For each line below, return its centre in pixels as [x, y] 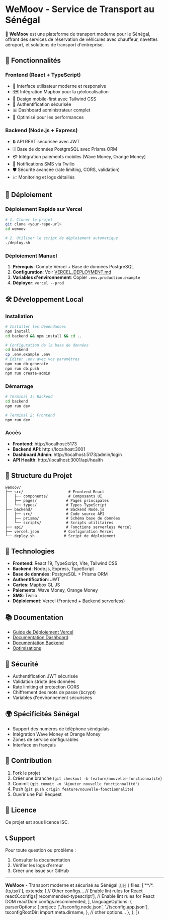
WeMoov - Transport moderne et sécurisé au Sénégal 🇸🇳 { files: [73, 885]
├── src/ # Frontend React [55, 492]
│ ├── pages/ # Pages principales [57, 500]
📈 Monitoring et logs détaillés [44, 177]
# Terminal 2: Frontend [30, 415]
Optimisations [27, 648]
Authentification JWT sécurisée [45, 676]
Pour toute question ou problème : [41, 850]
